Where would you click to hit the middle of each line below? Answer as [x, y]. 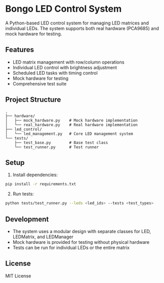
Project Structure [33, 100]
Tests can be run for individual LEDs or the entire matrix [71, 247]
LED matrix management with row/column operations [69, 62]
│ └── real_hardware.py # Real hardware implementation [72, 125]
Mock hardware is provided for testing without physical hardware [81, 242]
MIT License [18, 276]
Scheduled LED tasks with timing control [55, 73]
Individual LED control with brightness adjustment [65, 67]
